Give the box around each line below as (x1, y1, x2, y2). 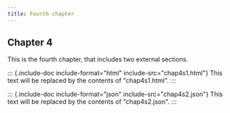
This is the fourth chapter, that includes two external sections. (7, 55, 188, 64)
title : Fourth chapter (7, 10, 75, 18)
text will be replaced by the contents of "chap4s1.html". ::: (7, 76, 176, 85)
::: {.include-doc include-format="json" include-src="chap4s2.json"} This (7, 90, 224, 99)
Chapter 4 (7, 37, 53, 49)
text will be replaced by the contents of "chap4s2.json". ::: (7, 97, 177, 106)
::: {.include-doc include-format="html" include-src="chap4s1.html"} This (7, 69, 223, 78)
